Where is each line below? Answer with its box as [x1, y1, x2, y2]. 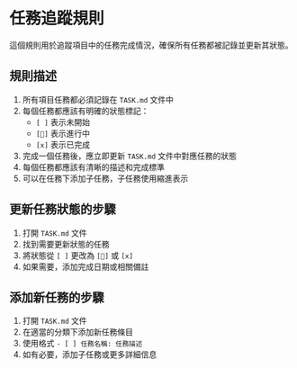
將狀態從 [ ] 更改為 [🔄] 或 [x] [22, 249, 133, 261]
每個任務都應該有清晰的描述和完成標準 [22, 161, 165, 172]
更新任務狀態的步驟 [9, 202, 116, 217]
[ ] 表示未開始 [35, 116, 91, 127]
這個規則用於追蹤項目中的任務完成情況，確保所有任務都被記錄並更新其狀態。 [9, 40, 293, 50]
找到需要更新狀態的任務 [22, 238, 110, 249]
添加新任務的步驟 [9, 290, 104, 305]
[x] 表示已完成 [35, 139, 91, 149]
